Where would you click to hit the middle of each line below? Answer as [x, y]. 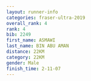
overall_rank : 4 [27, 23]
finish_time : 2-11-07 [34, 69]
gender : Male [23, 63]
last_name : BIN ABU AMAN [38, 46]
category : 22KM [25, 57]
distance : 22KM [25, 52]
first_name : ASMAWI [31, 40]
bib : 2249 [19, 35]
